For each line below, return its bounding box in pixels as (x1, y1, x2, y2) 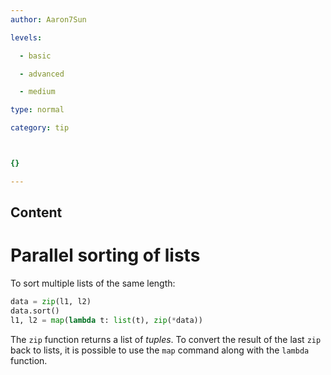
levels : (10, 32, 43, 43)
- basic (19, 51, 52, 61)
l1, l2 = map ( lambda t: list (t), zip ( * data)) (10, 315, 203, 325)
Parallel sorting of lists (10, 244, 201, 267)
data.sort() (10, 306, 60, 316)
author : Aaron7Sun (10, 14, 87, 25)
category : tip (10, 123, 70, 133)
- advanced (19, 69, 65, 79)
